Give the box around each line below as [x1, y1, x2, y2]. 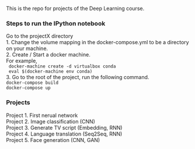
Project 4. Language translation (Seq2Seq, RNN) [6, 130, 123, 137]
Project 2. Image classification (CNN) [6, 118, 95, 125]
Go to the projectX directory [6, 33, 74, 40]
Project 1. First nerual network [6, 112, 78, 119]
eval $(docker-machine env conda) [8, 69, 93, 74]
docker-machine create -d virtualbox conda [8, 63, 116, 69]
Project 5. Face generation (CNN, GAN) [6, 136, 100, 143]
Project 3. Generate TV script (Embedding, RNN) [6, 124, 123, 131]
